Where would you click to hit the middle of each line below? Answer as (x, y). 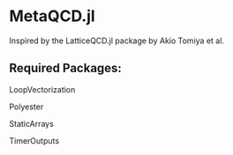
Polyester (26, 107)
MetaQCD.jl (52, 16)
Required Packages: (65, 68)
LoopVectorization (42, 89)
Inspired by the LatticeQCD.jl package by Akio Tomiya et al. (117, 41)
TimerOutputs (34, 140)
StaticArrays (32, 123)
